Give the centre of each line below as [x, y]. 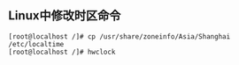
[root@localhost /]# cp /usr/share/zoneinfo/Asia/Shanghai [119, 36]
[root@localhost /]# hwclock [62, 52]
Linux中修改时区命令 [65, 16]
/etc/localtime [36, 44]
